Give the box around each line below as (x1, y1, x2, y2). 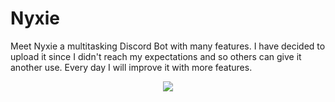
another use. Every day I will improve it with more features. (10, 61, 253, 73)
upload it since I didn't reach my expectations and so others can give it (10, 50, 302, 62)
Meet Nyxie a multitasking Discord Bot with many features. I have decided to (10, 40, 326, 52)
